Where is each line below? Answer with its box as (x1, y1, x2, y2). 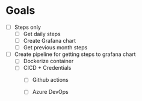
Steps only (14, 23, 42, 31)
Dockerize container (23, 58, 74, 65)
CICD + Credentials (23, 64, 72, 72)
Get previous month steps (23, 44, 88, 51)
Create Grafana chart (23, 37, 76, 44)
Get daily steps (23, 31, 61, 37)
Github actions (32, 76, 69, 84)
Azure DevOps (32, 88, 69, 96)
